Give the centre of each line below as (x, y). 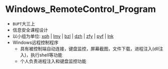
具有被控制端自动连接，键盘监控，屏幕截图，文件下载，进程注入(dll (90, 48)
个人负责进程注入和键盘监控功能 (53, 61)
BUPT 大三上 (24, 23)
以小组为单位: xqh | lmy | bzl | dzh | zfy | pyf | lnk (63, 36)
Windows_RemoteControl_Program (80, 9)
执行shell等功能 (47, 55)
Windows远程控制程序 (35, 42)
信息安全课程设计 (30, 30)
